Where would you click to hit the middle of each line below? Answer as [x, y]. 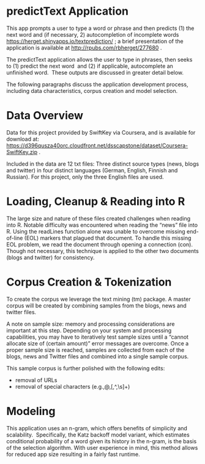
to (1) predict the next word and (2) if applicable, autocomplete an [90, 66]
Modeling [31, 411]
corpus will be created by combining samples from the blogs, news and [96, 305]
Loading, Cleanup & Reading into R [96, 201]
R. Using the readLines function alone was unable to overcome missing [96, 231]
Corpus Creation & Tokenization [89, 282]
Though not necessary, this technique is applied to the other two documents [102, 251]
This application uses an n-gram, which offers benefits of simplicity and [97, 428]
